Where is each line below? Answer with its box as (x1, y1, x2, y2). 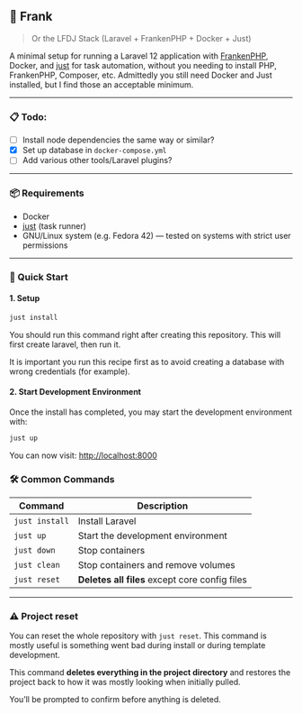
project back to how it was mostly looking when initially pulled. (9, 677, 241, 688)
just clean (13, 560, 60, 570)
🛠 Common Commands (9, 472, 115, 485)
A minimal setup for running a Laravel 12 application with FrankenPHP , (9, 50, 269, 61)
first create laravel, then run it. (9, 339, 121, 350)
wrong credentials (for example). (9, 366, 130, 377)
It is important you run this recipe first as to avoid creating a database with (9, 356, 285, 367)
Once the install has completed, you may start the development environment (9, 407, 292, 417)
